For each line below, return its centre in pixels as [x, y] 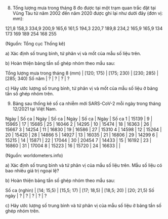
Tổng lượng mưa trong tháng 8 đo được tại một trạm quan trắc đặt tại [84, 8]
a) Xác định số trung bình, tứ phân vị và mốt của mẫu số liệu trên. [73, 53]
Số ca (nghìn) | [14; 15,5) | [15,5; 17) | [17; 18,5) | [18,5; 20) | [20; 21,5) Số [80, 190]
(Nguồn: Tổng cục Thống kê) [35, 44]
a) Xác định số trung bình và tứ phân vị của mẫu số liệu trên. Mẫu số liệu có [84, 165]
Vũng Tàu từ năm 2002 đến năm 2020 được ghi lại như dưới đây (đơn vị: [88, 13]
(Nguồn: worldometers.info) [34, 155]
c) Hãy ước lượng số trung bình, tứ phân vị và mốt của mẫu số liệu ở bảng [82, 88]
